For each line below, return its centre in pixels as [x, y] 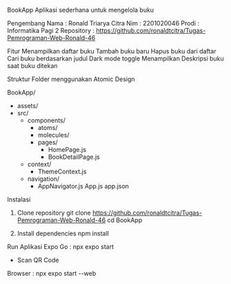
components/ [46, 120]
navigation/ [43, 179]
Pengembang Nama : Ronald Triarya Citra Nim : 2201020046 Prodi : [103, 23]
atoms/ [48, 128]
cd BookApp [125, 220]
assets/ [28, 106]
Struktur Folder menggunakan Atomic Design [71, 79]
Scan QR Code [38, 260]
